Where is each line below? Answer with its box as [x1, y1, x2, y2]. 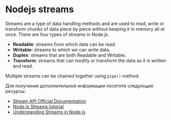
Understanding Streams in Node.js [12, 109, 85, 115]
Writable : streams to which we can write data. [12, 46, 111, 53]
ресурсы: [5, 88, 26, 94]
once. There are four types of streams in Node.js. [5, 31, 110, 37]
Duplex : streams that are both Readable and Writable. [12, 52, 126, 58]
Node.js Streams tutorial [12, 103, 64, 109]
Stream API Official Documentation [12, 98, 87, 104]
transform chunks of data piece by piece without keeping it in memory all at [5, 26, 165, 32]
